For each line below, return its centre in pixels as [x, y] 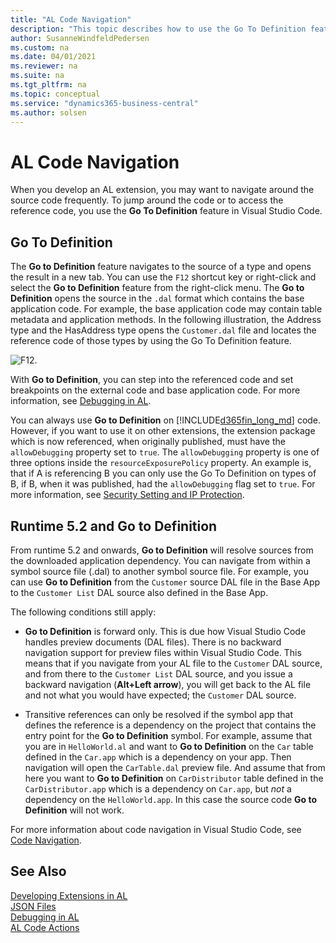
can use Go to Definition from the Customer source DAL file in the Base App [165, 582]
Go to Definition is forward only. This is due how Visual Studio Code [165, 631]
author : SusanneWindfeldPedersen [80, 38]
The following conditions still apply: [83, 612]
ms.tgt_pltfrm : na [48, 85]
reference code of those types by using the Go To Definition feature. [151, 341]
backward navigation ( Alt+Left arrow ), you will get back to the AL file [168, 684]
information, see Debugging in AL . [81, 401]
